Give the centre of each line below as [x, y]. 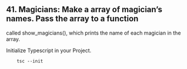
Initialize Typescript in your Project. [49, 50]
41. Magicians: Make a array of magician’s [84, 10]
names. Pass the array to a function [72, 19]
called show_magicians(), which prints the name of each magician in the [93, 33]
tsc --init [30, 61]
